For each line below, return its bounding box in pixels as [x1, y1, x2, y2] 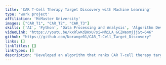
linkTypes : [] [5, 48, 35, 53]
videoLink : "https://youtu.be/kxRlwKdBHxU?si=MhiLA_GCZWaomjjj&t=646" [5, 30, 154, 35]
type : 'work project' [5, 12, 50, 17]
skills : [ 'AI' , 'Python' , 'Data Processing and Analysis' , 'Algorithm [5, 25, 154, 30]
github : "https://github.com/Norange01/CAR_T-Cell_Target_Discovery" [5, 35, 152, 40]
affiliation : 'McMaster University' [5, 16, 81, 21]
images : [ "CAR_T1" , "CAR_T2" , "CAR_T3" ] [5, 21, 90, 26]
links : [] [5, 39, 26, 44]
